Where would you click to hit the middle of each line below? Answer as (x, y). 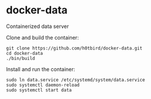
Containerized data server (37, 26)
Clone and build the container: (42, 37)
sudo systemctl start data (39, 90)
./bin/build (20, 58)
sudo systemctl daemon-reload (43, 85)
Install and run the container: (41, 69)
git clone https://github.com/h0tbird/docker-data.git (74, 48)
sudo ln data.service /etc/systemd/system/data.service (75, 80)
